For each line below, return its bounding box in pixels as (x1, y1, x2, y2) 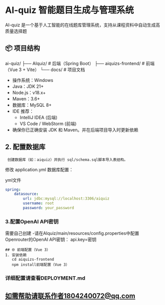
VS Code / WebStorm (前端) (19, 120, 77, 127)
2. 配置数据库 (5, 143, 46, 152)
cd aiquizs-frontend (11, 257, 55, 262)
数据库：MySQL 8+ (12, 102, 52, 108)
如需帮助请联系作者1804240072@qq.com (5, 292, 135, 300)
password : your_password (23, 206, 74, 211)
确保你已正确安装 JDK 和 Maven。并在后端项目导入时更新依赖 (12, 127, 139, 133)
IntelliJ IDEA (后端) (19, 114, 58, 120)
